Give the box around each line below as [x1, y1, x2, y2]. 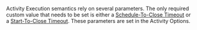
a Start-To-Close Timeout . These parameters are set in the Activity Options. [6, 18, 190, 24]
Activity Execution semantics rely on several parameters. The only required [6, 5, 189, 12]
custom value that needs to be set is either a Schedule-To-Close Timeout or [6, 11, 191, 18]
